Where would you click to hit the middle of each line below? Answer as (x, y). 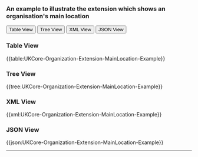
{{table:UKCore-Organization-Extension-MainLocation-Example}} (86, 58)
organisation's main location (48, 16)
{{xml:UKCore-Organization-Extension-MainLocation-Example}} (84, 115)
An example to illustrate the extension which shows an (86, 9)
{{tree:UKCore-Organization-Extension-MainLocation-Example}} (85, 86)
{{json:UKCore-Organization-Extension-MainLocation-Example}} (85, 142)
